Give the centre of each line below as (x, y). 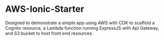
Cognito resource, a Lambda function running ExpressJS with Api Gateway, (82, 28)
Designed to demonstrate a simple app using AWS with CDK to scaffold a (80, 23)
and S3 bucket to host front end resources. (49, 33)
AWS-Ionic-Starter (45, 9)
